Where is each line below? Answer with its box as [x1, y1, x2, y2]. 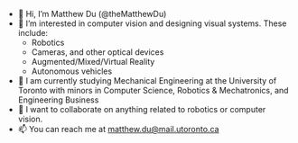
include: [17, 28, 48, 38]
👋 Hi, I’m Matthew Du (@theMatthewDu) [17, 9, 167, 19]
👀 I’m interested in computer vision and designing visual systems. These [17, 18, 287, 29]
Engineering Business [17, 94, 99, 105]
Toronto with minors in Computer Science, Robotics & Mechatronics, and [17, 85, 289, 95]
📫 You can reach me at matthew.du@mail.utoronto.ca [17, 124, 219, 134]
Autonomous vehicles [31, 66, 113, 76]
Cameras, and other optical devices [31, 47, 164, 58]
